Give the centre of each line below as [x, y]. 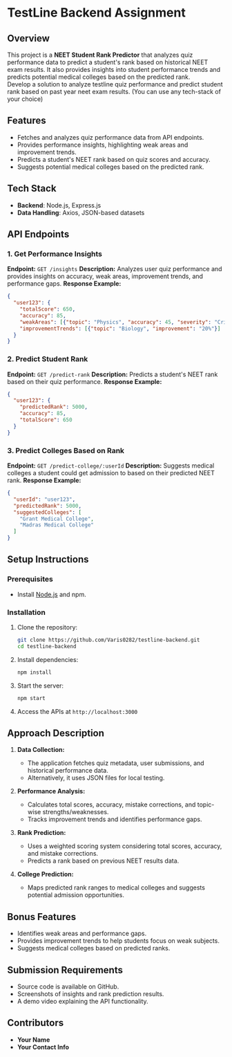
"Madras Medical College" [57, 525]
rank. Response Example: [44, 480]
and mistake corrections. [63, 854]
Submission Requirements [65, 970]
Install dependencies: [48, 659]
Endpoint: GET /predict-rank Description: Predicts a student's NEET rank [113, 374]
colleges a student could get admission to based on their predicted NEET [111, 473]
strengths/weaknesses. [76, 812]
